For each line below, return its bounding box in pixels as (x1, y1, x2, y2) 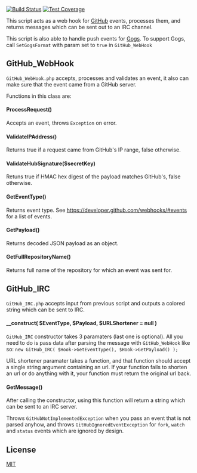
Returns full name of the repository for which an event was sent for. (6, 267, 172, 274)
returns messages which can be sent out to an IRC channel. (6, 24, 153, 30)
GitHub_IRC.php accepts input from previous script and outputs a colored (6, 299, 185, 307)
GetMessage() (6, 384, 43, 391)
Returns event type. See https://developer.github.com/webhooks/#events (6, 206, 187, 214)
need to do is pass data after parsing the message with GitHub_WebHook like (6, 339, 190, 347)
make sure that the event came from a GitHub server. (6, 81, 137, 88)
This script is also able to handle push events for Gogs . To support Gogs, (6, 35, 186, 42)
